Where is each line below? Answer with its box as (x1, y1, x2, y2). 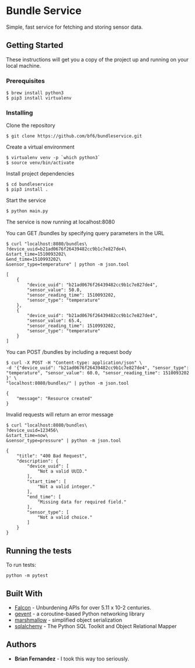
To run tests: (6, 562, 36, 569)
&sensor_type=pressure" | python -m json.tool (6, 438, 121, 444)
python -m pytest (6, 573, 48, 579)
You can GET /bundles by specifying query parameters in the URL (6, 230, 165, 237)
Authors (6, 639, 37, 650)
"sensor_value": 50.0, (27, 287, 82, 293)
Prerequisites (6, 77, 45, 85)
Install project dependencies (6, 170, 75, 177)
